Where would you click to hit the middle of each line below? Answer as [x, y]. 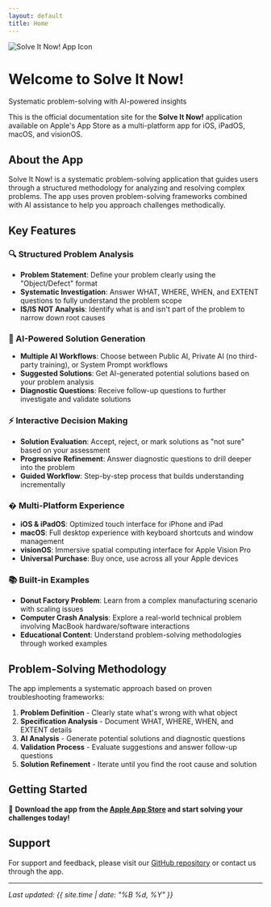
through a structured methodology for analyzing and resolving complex [127, 188]
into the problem [47, 467]
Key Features [42, 230]
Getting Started [48, 790]
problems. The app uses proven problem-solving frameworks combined [128, 197]
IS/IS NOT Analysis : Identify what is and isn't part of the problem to [132, 309]
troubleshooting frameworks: [56, 697]
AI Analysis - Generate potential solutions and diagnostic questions [133, 738]
